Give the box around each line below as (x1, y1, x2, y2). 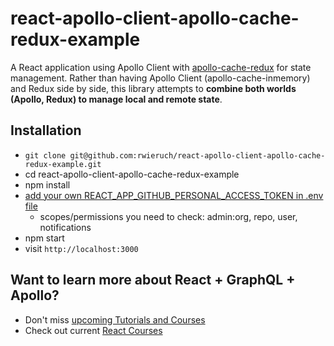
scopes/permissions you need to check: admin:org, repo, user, (39, 210, 298, 222)
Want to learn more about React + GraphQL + (10, 272, 296, 289)
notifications (39, 221, 92, 233)
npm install (24, 178, 71, 191)
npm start (24, 232, 65, 244)
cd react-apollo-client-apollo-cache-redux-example (24, 168, 240, 180)
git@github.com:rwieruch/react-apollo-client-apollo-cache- (69, 150, 326, 161)
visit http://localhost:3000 (24, 242, 139, 254)
